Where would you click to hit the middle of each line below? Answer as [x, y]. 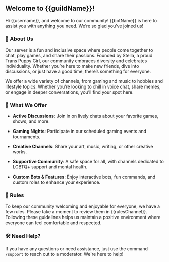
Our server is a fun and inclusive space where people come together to [79, 50]
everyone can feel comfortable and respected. [53, 223]
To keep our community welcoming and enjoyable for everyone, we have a [83, 206]
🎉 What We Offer [26, 105]
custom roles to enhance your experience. [57, 182]
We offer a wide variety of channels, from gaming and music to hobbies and [84, 81]
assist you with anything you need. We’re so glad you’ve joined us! [74, 26]
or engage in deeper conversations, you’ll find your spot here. [69, 92]
